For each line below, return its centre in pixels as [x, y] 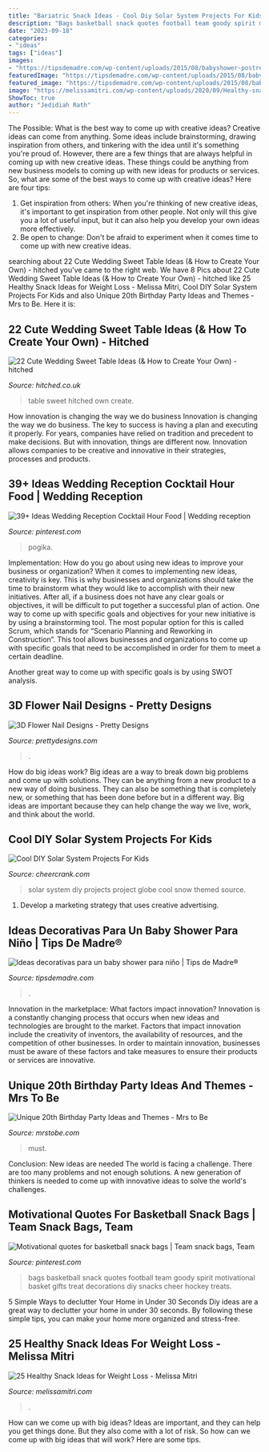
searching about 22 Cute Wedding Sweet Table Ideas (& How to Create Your [134, 262]
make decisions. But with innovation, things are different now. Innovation [128, 441]
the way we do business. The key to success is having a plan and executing [133, 424]
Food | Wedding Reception [76, 497]
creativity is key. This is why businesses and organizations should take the [131, 579]
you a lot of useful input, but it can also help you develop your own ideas [140, 221]
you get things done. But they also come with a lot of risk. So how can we [129, 1431]
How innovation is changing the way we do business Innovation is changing [133, 416]
